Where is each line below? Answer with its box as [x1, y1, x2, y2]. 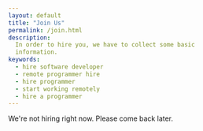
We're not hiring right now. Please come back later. [8, 114, 174, 123]
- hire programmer [15, 77, 76, 85]
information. [15, 48, 58, 56]
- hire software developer [15, 63, 104, 71]
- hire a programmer [15, 92, 83, 100]
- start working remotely [15, 84, 101, 93]
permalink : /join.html [8, 26, 83, 34]
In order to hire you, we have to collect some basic [15, 41, 195, 49]
